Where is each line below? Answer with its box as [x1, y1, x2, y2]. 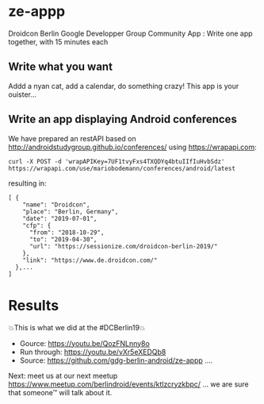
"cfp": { [22, 221, 52, 229]
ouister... [8, 90, 37, 99]
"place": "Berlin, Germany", [22, 207, 119, 216]
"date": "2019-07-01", [22, 214, 98, 222]
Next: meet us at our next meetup [8, 371, 118, 380]
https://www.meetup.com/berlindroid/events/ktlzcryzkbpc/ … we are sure [8, 379, 250, 389]
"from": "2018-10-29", [29, 229, 105, 237]
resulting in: [8, 178, 47, 188]
